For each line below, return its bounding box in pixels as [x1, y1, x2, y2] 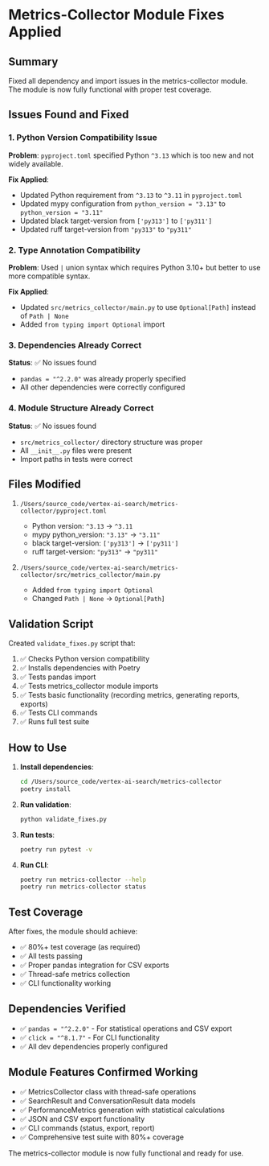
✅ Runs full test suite [19, 717, 90, 727]
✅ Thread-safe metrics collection [19, 970, 131, 979]
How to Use [8, 740, 67, 754]
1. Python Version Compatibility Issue [8, 132, 158, 143]
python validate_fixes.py [19, 815, 107, 823]
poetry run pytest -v [19, 845, 92, 854]
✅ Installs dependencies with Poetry [19, 663, 141, 673]
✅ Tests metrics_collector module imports [19, 682, 159, 691]
